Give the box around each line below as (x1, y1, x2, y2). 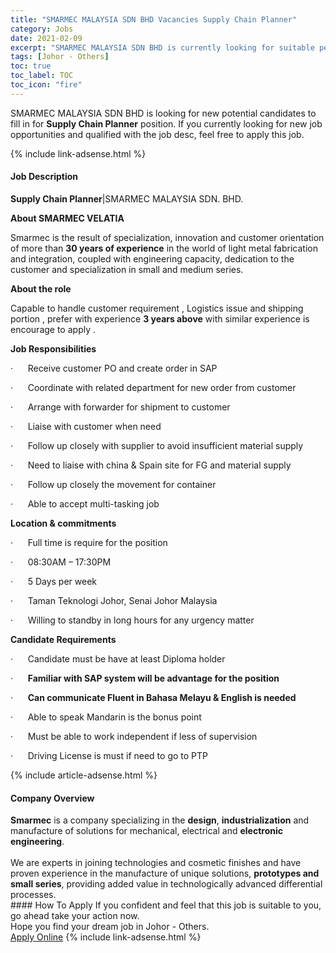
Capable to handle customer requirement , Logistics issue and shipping (10, 302, 304, 314)
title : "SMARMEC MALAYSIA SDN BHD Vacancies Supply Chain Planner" (10, 14, 298, 25)
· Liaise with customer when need (10, 420, 162, 432)
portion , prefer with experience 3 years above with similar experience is (10, 312, 310, 325)
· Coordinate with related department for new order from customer (10, 381, 297, 393)
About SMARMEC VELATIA (10, 212, 125, 224)
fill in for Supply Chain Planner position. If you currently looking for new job (10, 117, 323, 130)
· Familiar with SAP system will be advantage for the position (10, 672, 280, 684)
